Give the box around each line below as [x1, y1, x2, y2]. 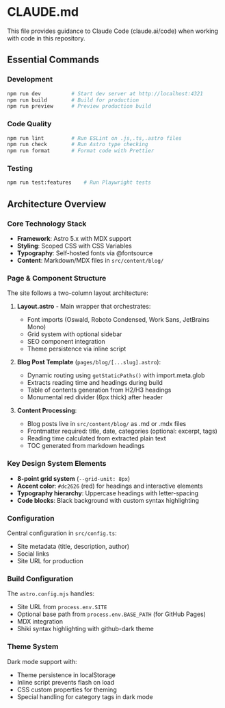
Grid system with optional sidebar [27, 330, 122, 338]
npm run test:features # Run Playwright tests [7, 179, 152, 186]
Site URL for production [16, 556, 83, 565]
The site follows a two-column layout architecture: [7, 289, 148, 297]
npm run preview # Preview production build [7, 103, 152, 110]
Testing [7, 164, 33, 174]
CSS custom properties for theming [16, 685, 118, 694]
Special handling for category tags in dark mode [16, 692, 153, 700]
